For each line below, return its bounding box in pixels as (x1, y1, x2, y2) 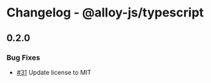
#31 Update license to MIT (16, 68, 91, 76)
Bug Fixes (6, 53, 41, 62)
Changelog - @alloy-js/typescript (6, 5, 204, 21)
